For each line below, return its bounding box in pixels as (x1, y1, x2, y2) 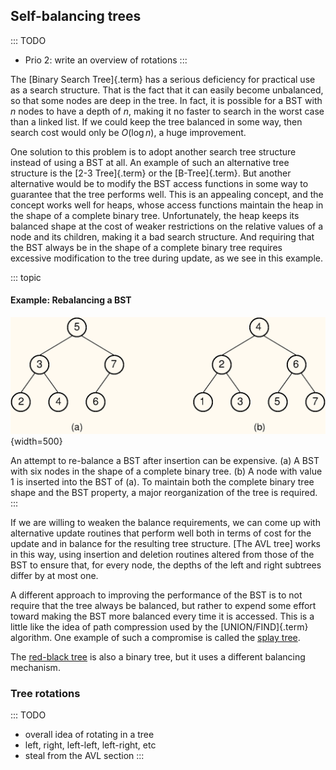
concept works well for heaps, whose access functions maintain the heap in (10, 199, 324, 211)
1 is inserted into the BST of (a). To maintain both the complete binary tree (10, 476, 315, 488)
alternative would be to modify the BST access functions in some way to (10, 177, 309, 189)
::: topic (10, 271, 42, 283)
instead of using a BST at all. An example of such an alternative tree (10, 156, 290, 168)
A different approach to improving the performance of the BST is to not (10, 589, 303, 601)
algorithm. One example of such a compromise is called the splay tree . (10, 632, 301, 644)
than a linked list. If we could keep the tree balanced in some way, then (10, 115, 303, 128)
